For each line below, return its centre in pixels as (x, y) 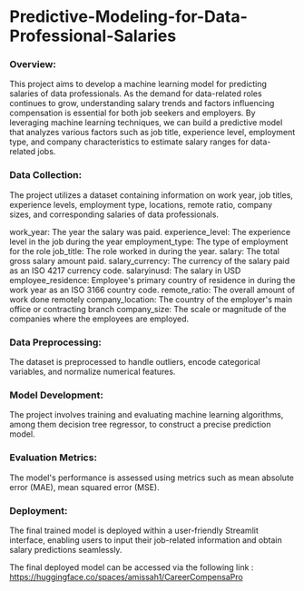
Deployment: (39, 510)
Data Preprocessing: (56, 342)
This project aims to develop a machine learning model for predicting (138, 84)
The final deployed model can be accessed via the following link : (132, 567)
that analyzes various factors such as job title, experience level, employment (152, 133)
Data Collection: (46, 175)
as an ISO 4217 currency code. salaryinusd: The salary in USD (125, 271)
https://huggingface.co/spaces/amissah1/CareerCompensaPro (126, 576)
